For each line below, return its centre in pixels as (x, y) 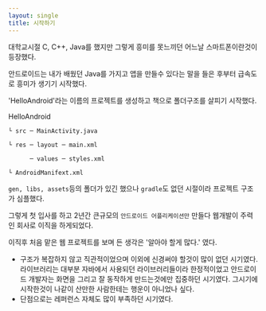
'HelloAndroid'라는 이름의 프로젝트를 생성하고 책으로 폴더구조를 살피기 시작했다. (133, 100)
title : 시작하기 (32, 23)
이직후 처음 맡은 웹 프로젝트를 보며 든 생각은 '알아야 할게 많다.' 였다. (113, 242)
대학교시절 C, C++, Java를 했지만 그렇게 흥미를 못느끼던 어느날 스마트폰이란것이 (133, 47)
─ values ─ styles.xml (67, 159)
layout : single (33, 16)
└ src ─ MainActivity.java (53, 131)
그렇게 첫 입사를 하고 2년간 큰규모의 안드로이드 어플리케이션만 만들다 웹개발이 (123, 215)
